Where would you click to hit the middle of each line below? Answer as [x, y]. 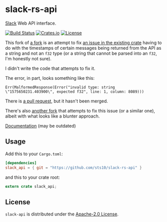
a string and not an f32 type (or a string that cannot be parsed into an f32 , [81, 53]
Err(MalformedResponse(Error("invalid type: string [60, 87]
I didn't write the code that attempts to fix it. [50, 68]
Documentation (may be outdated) [40, 126]
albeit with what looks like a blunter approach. [52, 116]
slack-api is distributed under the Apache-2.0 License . [62, 214]
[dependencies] [21, 163]
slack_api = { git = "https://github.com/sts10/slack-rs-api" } [73, 168]
